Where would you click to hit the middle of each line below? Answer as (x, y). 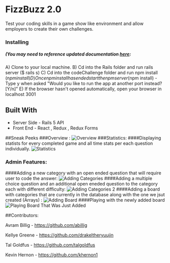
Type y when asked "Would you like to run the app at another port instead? (84, 83)
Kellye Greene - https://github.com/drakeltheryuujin (59, 235)
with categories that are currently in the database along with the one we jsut (85, 194)
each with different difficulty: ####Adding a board (83, 189)
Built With (21, 110)
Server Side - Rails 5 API (38, 122)
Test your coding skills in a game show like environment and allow (75, 23)
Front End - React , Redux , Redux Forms (55, 128)
